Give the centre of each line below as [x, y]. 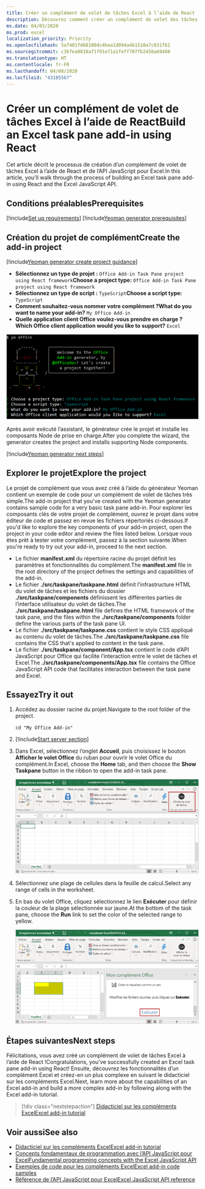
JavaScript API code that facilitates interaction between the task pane [103, 669]
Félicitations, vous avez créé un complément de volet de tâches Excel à [96, 1055]
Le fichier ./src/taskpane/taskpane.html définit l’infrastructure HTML [103, 584]
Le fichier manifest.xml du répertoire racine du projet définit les [95, 558]
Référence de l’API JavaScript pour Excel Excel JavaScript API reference [105, 1180]
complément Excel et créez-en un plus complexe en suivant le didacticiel [98, 1075]
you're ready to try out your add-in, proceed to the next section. [87, 546]
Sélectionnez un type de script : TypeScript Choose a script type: [99, 293]
